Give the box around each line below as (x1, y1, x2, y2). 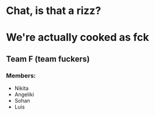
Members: (6, 71, 36, 79)
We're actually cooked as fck (6, 31, 150, 44)
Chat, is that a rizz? (6, 4, 101, 18)
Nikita (14, 85, 29, 92)
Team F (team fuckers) (6, 54, 90, 64)
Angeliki (14, 91, 34, 98)
